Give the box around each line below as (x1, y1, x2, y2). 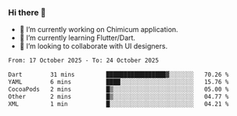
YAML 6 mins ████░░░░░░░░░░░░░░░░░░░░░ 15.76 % (8, 78, 229, 86)
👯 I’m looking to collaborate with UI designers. (19, 42, 168, 51)
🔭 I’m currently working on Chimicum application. (19, 25, 178, 34)
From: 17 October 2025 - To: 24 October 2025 (8, 56, 159, 65)
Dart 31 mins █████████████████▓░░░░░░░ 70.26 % (8, 71, 229, 79)
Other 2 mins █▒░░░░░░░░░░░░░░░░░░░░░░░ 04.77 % (8, 92, 229, 100)
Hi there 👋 (8, 7, 47, 18)
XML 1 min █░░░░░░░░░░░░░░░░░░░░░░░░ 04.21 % (8, 100, 229, 108)
